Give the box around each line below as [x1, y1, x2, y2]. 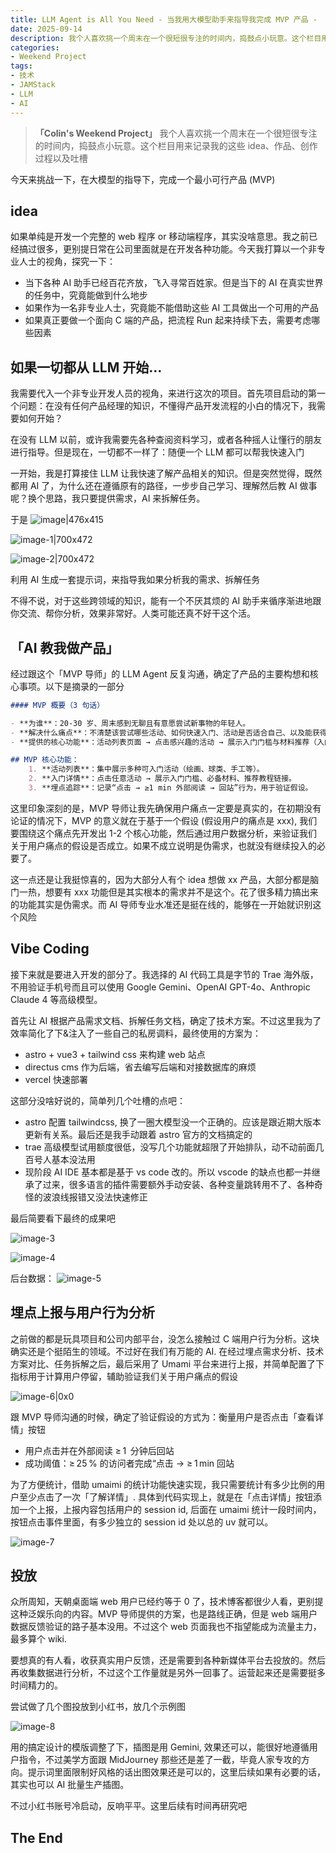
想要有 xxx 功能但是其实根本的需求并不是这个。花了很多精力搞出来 [44, 886, 319, 898]
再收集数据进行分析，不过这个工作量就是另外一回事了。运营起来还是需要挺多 [10, 1667, 326, 1679]
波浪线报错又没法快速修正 [42, 1191, 148, 1203]
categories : [10, 42, 60, 53]
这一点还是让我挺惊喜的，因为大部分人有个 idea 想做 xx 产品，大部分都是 [10, 873, 311, 885]
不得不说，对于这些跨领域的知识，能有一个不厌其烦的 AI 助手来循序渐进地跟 [10, 595, 322, 607]
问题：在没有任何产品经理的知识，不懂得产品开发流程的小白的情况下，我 [18, 400, 317, 412]
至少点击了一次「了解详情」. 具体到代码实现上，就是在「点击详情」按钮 [18, 1491, 313, 1503]
